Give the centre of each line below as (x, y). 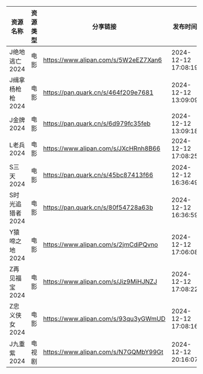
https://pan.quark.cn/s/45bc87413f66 (98, 175)
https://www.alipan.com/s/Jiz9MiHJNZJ (100, 282)
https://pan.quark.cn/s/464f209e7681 (98, 92)
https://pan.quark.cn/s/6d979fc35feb (97, 123)
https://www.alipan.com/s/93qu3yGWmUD (105, 319)
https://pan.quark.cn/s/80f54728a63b (98, 207)
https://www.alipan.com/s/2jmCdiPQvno (101, 244)
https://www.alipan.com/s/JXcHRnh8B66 (102, 149)
